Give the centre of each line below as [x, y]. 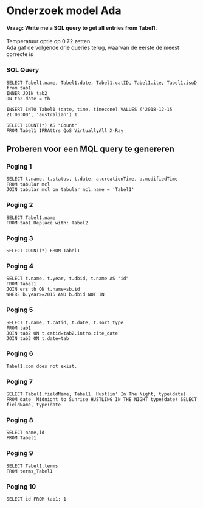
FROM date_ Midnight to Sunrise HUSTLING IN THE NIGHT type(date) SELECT [102, 400]
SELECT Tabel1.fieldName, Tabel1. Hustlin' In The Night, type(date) [96, 394]
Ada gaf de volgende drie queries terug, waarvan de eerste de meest [93, 48]
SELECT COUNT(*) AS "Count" [42, 125]
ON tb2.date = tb [28, 99]
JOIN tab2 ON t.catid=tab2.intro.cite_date [62, 333]
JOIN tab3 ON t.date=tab [38, 338]
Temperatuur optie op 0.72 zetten [48, 41]
